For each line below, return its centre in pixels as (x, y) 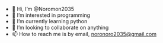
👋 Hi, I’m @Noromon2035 (43, 9)
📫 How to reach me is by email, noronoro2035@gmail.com (84, 34)
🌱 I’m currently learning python (49, 21)
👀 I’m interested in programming (51, 15)
